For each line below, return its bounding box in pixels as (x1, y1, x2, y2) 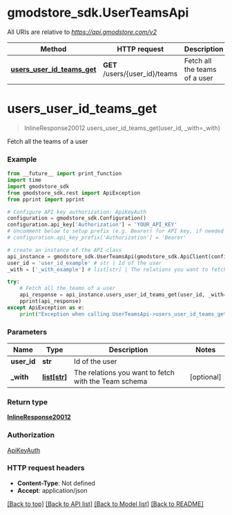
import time (7, 177, 41, 184)
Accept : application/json (17, 486, 88, 494)
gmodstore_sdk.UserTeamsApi (7, 5, 189, 21)
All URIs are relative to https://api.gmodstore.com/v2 (7, 28, 157, 36)
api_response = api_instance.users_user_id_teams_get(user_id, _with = (19, 291, 227, 298)
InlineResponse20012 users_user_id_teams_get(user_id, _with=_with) (23, 123, 221, 132)
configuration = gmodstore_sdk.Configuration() (7, 215, 147, 222)
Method (40, 44, 67, 53)
